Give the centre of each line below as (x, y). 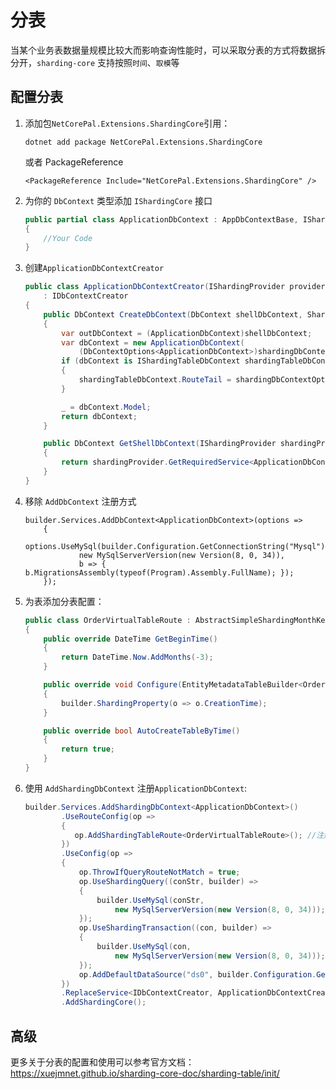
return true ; (88, 749)
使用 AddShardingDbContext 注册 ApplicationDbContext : (136, 788)
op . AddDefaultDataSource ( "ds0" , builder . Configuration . (197, 974)
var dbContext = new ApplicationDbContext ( (153, 342)
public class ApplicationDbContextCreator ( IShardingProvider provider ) (177, 287)
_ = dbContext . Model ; (106, 407)
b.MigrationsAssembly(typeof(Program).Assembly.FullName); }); (159, 572)
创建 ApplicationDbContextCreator (94, 268)
